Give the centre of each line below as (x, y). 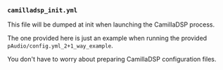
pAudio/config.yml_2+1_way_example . (60, 45)
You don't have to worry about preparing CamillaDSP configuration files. (112, 59)
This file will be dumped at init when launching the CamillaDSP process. (111, 24)
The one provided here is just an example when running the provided (107, 38)
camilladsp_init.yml (43, 10)
